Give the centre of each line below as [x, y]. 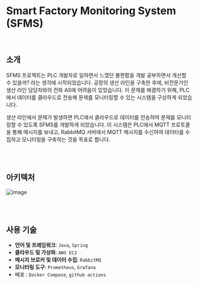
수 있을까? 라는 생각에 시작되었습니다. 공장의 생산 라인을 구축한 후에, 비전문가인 [97, 82]
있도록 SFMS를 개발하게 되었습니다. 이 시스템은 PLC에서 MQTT [97, 125]
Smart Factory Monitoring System [91, 11]
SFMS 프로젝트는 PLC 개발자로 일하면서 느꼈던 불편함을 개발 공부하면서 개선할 [96, 75]
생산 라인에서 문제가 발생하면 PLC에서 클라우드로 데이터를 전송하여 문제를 [91, 117]
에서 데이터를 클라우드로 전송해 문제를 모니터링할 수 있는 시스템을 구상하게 [91, 97]
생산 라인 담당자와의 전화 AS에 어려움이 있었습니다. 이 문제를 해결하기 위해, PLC [98, 90]
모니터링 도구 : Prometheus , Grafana [55, 267]
